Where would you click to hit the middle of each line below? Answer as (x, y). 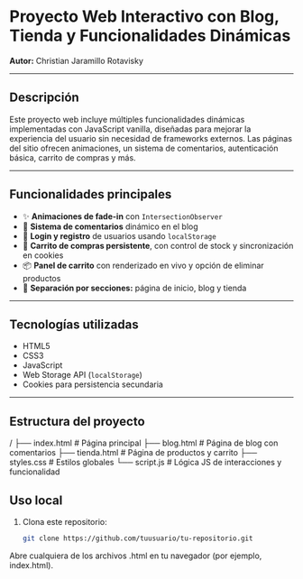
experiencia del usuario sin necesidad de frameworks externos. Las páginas (151, 138)
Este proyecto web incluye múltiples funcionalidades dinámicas (127, 119)
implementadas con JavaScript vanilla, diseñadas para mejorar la (130, 129)
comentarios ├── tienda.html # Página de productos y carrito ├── (133, 453)
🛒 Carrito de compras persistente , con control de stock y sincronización (158, 245)
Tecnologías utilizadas (74, 324)
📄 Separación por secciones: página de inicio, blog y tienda (134, 288)
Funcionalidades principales (91, 194)
